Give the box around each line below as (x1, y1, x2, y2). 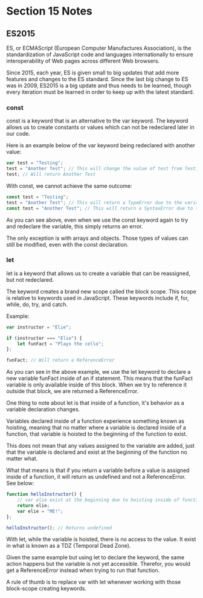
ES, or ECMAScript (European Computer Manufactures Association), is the (6, 44, 192, 51)
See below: (6, 480, 34, 487)
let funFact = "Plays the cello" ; (17, 341, 104, 347)
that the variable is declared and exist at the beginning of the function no (6, 448, 187, 456)
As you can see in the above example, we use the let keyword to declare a (6, 368, 191, 376)
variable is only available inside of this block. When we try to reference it (6, 381, 187, 388)
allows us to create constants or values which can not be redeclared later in (6, 124, 195, 131)
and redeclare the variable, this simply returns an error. (6, 222, 143, 230)
